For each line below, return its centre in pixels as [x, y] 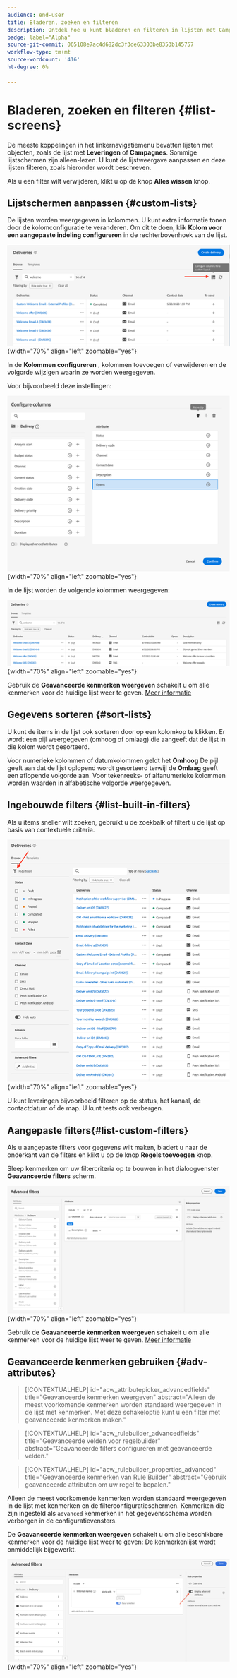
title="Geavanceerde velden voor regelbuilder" [92, 1441]
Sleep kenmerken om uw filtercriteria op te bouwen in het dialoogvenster [113, 1169]
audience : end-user [36, 15]
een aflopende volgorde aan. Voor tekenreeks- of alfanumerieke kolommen [116, 775]
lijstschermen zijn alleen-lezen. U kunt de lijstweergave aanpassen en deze [116, 160]
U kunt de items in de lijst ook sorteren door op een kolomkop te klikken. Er [116, 731]
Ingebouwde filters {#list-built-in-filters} [99, 805]
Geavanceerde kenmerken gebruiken [91, 1361]
